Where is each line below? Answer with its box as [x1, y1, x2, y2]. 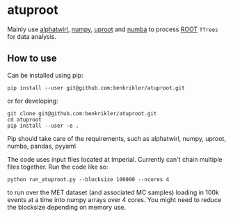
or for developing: [7, 97, 58, 105]
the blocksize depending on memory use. [7, 203, 127, 211]
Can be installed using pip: [7, 71, 83, 79]
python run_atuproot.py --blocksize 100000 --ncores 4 [7, 176, 170, 183]
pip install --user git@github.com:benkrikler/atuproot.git [7, 84, 186, 92]
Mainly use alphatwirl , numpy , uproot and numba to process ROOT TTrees [7, 25, 218, 33]
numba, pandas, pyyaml [7, 142, 77, 150]
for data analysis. [7, 32, 57, 40]
